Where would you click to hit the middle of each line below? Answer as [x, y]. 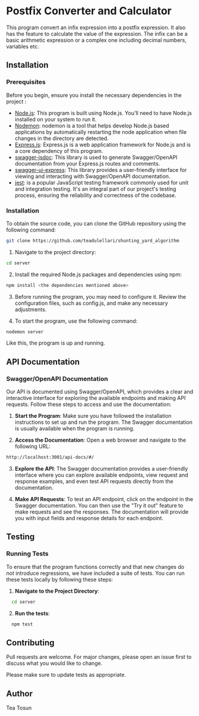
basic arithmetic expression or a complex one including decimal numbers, [97, 40]
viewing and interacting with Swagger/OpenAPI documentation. [92, 176]
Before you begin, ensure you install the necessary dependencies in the [94, 95]
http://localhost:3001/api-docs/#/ [50, 457]
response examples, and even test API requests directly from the [94, 481]
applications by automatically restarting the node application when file [101, 132]
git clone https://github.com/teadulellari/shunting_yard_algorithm [93, 240]
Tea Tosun [19, 708]
